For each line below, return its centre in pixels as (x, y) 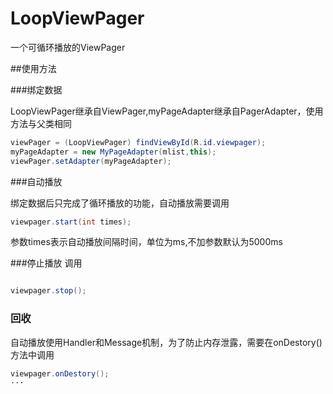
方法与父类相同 (41, 123)
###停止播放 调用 (46, 263)
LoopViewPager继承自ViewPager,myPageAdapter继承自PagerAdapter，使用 (167, 111)
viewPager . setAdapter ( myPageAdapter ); (91, 161)
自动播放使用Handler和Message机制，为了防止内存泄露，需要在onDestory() (166, 342)
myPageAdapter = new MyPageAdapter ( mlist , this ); (113, 152)
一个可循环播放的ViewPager (68, 47)
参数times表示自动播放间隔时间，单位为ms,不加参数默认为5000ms (146, 242)
